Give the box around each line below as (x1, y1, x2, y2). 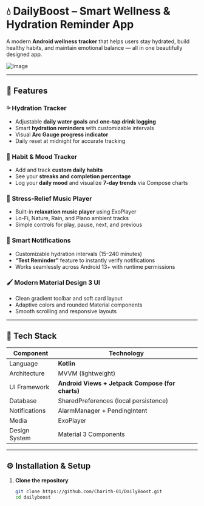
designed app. (6, 50, 42, 58)
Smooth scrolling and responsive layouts (15, 307, 117, 314)
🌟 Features (6, 86, 48, 96)
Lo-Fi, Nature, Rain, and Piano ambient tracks (15, 215, 129, 222)
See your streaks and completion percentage (15, 172, 132, 180)
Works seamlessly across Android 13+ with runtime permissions (15, 263, 175, 270)
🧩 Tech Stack (6, 331, 57, 341)
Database (9, 397, 37, 405)
